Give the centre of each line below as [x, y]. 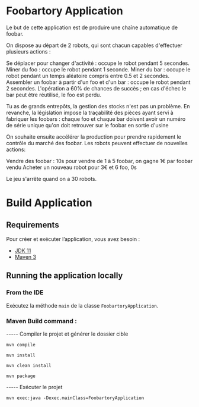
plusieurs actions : [28, 51]
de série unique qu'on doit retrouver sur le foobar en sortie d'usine [87, 125]
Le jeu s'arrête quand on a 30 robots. [52, 179]
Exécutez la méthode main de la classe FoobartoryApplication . [82, 305]
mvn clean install [29, 365]
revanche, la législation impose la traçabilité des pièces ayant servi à [90, 112]
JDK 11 [23, 251]
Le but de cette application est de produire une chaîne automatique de [92, 27]
